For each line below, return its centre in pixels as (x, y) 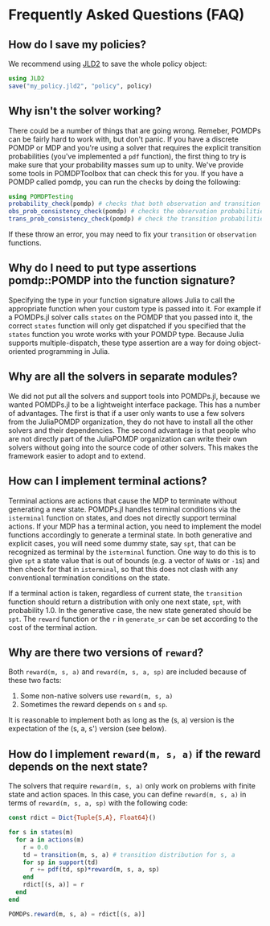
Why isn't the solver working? (85, 111)
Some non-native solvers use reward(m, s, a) (96, 696)
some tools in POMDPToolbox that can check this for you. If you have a (126, 173)
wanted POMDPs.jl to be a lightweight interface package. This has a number (135, 405)
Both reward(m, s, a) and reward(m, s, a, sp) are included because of (127, 672)
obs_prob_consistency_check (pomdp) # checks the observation (113, 212)
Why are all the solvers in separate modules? (123, 377)
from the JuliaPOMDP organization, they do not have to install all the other (131, 422)
